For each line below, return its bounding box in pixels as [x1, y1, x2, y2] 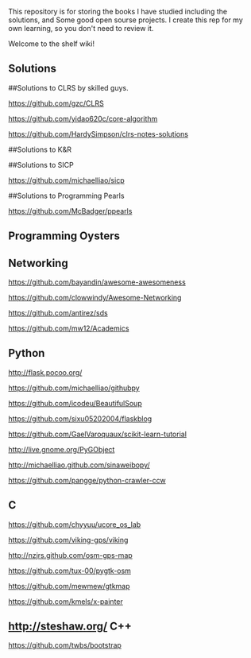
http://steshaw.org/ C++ [8, 620, 133, 633]
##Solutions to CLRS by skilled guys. [8, 83, 129, 92]
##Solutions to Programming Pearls [8, 191, 125, 200]
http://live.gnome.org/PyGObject [8, 444, 115, 454]
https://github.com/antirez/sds [8, 308, 109, 318]
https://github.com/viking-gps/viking [8, 535, 129, 544]
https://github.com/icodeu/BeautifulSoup [8, 398, 142, 408]
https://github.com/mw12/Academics [8, 323, 129, 333]
